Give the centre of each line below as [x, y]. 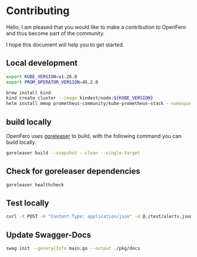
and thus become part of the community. [55, 33]
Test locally [28, 203]
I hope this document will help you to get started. [65, 45]
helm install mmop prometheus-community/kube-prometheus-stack [85, 104]
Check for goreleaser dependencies [73, 171]
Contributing [38, 11]
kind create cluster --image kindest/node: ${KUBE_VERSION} [80, 98]
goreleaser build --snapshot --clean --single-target [73, 153]
